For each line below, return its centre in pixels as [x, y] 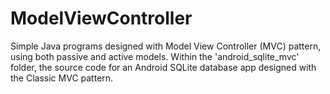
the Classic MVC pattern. [62, 78]
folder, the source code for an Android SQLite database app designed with [163, 67]
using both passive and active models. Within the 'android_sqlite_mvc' [155, 56]
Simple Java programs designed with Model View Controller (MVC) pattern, [166, 46]
